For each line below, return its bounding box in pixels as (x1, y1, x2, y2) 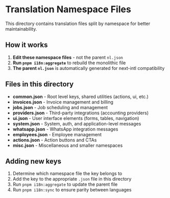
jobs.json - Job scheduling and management (12, 104, 108, 110)
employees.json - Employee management (12, 131, 102, 137)
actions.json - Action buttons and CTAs (12, 137, 97, 143)
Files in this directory (5, 80, 74, 89)
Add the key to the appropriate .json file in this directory (12, 176, 132, 182)
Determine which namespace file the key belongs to (12, 170, 123, 177)
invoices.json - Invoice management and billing (12, 98, 114, 105)
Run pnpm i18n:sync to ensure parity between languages (12, 187, 132, 193)
